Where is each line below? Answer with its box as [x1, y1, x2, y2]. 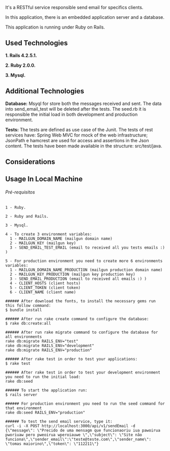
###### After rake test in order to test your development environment [5, 369, 160, 375]
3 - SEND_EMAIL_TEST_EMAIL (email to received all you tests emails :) [10, 245, 165, 250]
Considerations [5, 157, 55, 166]
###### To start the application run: [5, 387, 88, 393]
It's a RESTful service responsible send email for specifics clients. [5, 5, 144, 10]
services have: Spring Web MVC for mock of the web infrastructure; [5, 132, 148, 138]
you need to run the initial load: [5, 374, 81, 379]
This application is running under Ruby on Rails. [5, 24, 105, 30]
